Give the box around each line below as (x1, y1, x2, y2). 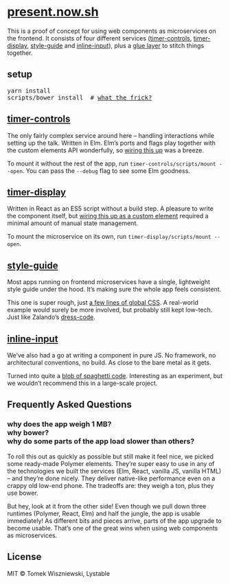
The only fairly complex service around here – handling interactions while (7, 131, 215, 139)
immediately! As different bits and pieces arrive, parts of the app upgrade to (7, 516, 222, 525)
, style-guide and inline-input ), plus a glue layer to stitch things (27, 41, 205, 49)
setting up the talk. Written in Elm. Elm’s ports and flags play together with (7, 139, 216, 147)
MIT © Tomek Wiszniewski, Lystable (7, 569, 111, 577)
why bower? (7, 428, 49, 438)
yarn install (7, 86, 51, 95)
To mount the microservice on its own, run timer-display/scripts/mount (7, 233, 211, 241)
